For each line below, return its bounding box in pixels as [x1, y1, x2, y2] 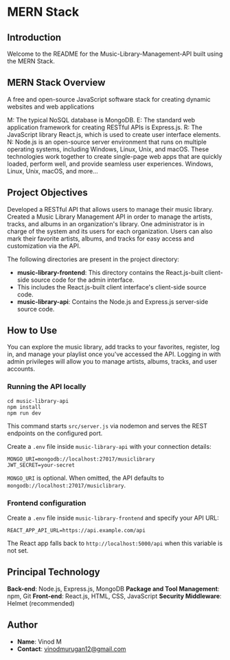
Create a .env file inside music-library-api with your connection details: [7, 442, 211, 450]
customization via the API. [7, 241, 81, 250]
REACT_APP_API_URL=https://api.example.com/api [7, 527, 146, 534]
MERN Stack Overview [7, 77, 106, 89]
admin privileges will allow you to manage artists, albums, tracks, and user [7, 357, 218, 366]
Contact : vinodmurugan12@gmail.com [16, 644, 126, 653]
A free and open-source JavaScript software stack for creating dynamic [7, 95, 211, 103]
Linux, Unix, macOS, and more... [7, 166, 98, 175]
